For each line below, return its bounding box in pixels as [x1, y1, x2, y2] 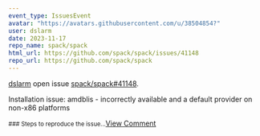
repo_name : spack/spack [8, 42, 88, 50]
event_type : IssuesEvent [8, 11, 91, 20]
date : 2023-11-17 [8, 34, 67, 43]
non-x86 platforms [8, 102, 71, 113]
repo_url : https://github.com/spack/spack [8, 57, 152, 65]
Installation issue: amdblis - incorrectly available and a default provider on [8, 94, 253, 104]
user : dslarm [8, 27, 52, 35]
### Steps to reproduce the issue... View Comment [8, 118, 156, 128]
